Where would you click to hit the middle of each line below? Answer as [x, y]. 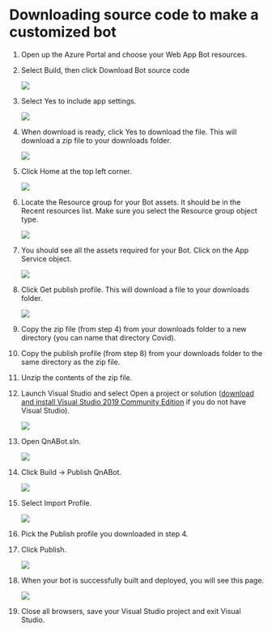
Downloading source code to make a [134, 15]
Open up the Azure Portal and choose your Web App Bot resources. [134, 54]
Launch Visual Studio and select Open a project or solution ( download [137, 393]
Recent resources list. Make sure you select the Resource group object [139, 210]
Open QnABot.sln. [51, 441]
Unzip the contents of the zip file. [76, 377]
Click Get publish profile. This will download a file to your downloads [135, 290]
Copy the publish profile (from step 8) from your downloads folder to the [142, 353]
